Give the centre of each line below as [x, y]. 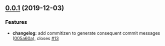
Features [16, 22]
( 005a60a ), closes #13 [35, 38]
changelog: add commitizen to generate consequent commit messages [86, 33]
